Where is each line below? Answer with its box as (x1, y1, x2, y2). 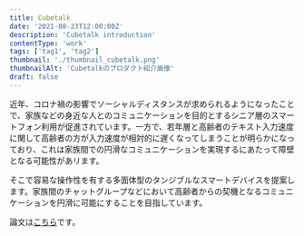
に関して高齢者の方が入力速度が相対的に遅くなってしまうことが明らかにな (9, 133, 288, 143)
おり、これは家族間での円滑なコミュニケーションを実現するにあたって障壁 (16, 143, 295, 154)
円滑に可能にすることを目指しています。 (56, 197, 208, 208)
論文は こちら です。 (9, 216, 81, 227)
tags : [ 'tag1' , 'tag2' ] (9, 47, 100, 56)
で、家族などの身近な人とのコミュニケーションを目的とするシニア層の (9, 110, 271, 121)
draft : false (9, 73, 59, 82)
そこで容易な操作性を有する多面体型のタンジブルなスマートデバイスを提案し (9, 174, 296, 185)
